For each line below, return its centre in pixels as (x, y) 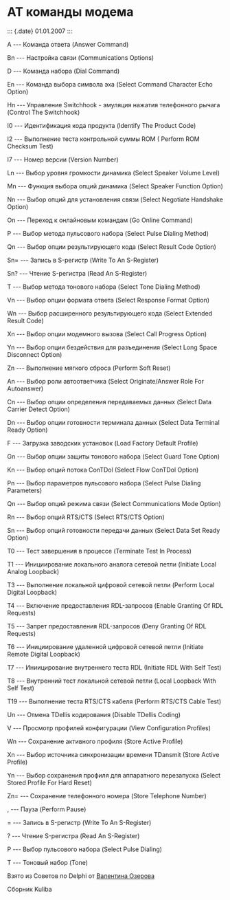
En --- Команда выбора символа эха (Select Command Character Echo (110, 84)
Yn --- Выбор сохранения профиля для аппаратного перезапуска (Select (114, 775)
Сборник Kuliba (30, 889)
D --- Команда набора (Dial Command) (64, 71)
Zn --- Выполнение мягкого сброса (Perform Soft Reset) (89, 368)
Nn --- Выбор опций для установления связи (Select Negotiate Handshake (115, 199)
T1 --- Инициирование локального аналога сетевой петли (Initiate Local (112, 564)
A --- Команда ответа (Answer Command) (68, 44)
